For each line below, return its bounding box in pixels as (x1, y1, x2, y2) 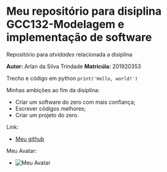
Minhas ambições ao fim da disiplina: (6, 86, 100, 93)
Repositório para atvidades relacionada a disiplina (6, 50, 133, 58)
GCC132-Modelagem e (6, 17, 124, 31)
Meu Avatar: (6, 147, 37, 154)
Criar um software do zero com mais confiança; (15, 98, 136, 106)
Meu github (15, 135, 45, 143)
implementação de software (6, 31, 152, 44)
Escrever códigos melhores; (15, 104, 86, 112)
